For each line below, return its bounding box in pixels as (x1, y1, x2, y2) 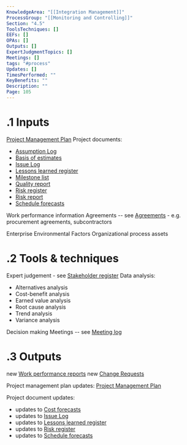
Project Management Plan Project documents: (6, 136, 123, 143)
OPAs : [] (6, 37, 29, 44)
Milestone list (15, 173, 49, 181)
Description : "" (6, 83, 48, 90)
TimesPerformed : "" (6, 72, 56, 78)
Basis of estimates (15, 154, 63, 161)
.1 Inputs (6, 115, 50, 130)
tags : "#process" (6, 60, 51, 66)
